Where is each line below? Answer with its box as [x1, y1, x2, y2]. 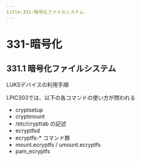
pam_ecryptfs [15, 148, 50, 155]
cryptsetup [15, 106, 44, 113]
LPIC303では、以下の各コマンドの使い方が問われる [6, 94, 136, 101]
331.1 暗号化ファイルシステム [6, 64, 116, 74]
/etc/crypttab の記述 [15, 120, 67, 127]
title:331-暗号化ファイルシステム [6, 9, 85, 15]
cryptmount [15, 113, 45, 120]
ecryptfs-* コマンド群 [15, 134, 70, 141]
